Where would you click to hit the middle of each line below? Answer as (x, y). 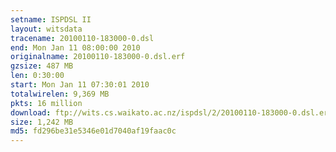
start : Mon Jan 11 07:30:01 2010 (80, 85)
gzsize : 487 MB (42, 66)
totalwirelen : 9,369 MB (60, 94)
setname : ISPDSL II (51, 19)
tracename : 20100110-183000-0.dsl (82, 38)
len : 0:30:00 (37, 76)
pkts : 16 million (46, 103)
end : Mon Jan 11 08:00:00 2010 (75, 47)
